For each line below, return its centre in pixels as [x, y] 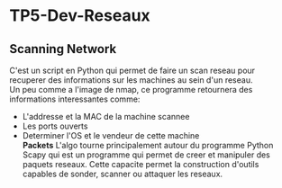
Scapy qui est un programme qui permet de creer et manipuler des [146, 155]
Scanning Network [63, 49]
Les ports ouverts [55, 126]
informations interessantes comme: [75, 99]
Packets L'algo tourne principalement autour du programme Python [148, 145]
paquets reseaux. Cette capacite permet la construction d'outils [141, 164]
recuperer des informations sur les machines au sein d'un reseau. [131, 80]
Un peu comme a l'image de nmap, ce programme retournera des [131, 90]
